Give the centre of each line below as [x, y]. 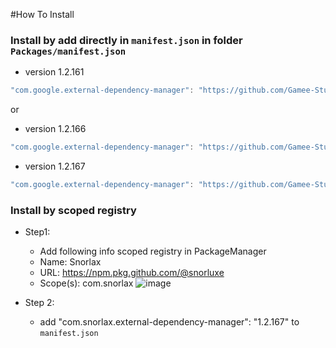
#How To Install [42, 14]
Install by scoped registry [73, 210]
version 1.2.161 [54, 72]
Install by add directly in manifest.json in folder [126, 40]
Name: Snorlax [70, 262]
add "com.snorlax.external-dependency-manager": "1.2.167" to [169, 322]
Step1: [37, 232]
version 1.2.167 [55, 166]
